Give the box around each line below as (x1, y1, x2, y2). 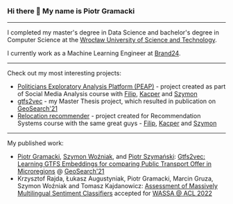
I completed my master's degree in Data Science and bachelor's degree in (7, 28, 220, 37)
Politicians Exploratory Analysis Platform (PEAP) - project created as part (17, 82, 226, 91)
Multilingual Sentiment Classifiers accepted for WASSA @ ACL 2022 (17, 189, 213, 198)
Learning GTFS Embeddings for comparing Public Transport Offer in (17, 160, 212, 168)
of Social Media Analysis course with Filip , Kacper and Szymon (17, 90, 198, 98)
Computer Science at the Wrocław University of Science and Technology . (7, 36, 217, 44)
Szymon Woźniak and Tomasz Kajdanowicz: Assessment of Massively (17, 182, 218, 190)
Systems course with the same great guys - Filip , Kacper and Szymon (17, 119, 217, 127)
